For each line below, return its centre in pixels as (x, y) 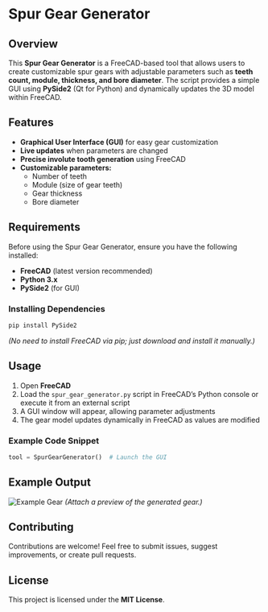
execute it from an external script (75, 403)
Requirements (44, 227)
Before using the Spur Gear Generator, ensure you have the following (123, 246)
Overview (33, 44)
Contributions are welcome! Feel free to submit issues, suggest (113, 546)
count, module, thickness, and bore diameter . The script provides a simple (134, 80)
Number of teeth (59, 176)
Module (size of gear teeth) (77, 184)
